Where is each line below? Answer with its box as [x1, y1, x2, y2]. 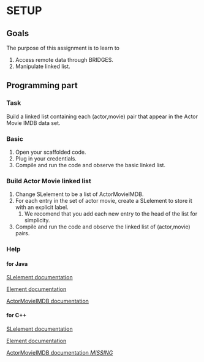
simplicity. [24, 217, 50, 224]
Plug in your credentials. [15, 154, 77, 162]
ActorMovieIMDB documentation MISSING [6, 349, 113, 356]
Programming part [6, 80, 78, 91]
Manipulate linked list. [15, 62, 70, 70]
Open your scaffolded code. [15, 148, 86, 156]
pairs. [15, 230, 30, 237]
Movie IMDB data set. [6, 119, 61, 126]
